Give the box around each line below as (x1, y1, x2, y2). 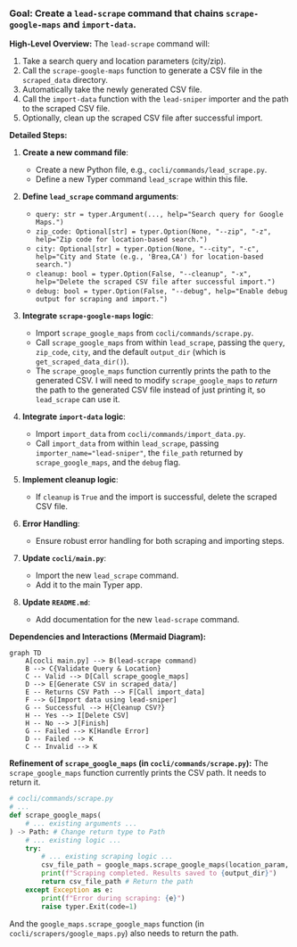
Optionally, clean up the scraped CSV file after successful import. (21, 112, 263, 123)
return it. (9, 777, 41, 787)
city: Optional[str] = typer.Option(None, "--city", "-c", (35, 244, 260, 254)
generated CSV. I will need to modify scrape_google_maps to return (35, 375, 278, 386)
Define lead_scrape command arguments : (21, 191, 179, 202)
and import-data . (62, 18, 136, 30)
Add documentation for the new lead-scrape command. (35, 614, 240, 625)
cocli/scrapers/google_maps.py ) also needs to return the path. (9, 927, 239, 938)
